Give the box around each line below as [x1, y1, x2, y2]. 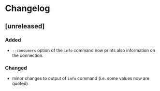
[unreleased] [5, 22, 45, 30]
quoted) [12, 80, 28, 87]
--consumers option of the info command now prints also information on [12, 47, 156, 53]
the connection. [12, 52, 44, 58]
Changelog [5, 3, 50, 14]
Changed [5, 65, 28, 71]
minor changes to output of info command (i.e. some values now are [12, 76, 150, 81]
